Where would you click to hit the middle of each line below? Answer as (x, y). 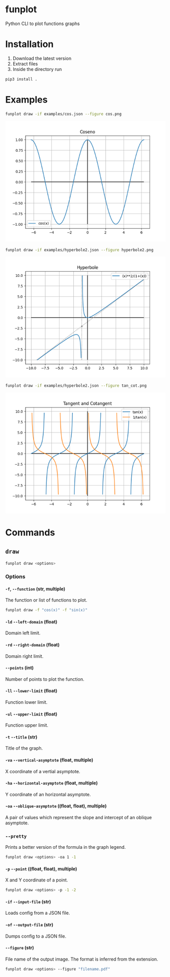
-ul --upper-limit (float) (31, 714)
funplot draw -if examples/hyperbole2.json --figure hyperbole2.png (79, 250)
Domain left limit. (23, 633)
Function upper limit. (27, 725)
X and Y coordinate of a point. (37, 880)
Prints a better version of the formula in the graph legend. (66, 847)
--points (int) (20, 668)
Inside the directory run (37, 69)
